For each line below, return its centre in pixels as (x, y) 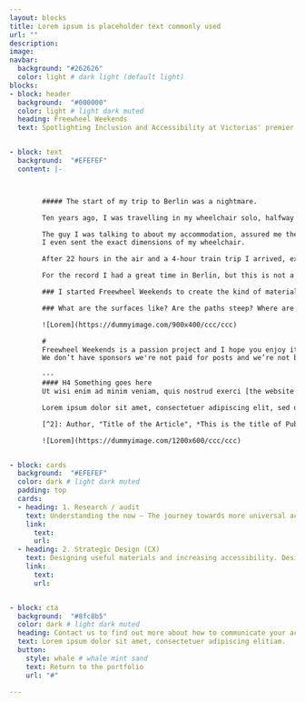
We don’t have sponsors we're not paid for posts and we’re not (166, 358)
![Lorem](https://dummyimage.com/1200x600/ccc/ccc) (142, 441)
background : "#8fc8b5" (62, 616)
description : (34, 43)
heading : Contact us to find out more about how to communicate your (152, 633)
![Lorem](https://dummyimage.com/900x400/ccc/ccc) (140, 325)
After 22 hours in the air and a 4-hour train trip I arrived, (164, 259)
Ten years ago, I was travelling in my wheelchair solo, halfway (168, 218)
